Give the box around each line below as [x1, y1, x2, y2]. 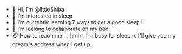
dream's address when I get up [12, 41, 91, 48]
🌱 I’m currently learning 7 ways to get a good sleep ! [12, 19, 143, 25]
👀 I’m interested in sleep [12, 12, 73, 19]
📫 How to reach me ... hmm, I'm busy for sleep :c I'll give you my [12, 32, 176, 39]
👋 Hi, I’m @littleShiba [12, 6, 65, 13]
